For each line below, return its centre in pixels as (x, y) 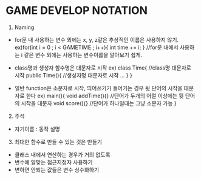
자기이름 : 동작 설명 (37, 129)
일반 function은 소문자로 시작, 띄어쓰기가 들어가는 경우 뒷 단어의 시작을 (98, 88)
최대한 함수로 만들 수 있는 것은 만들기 (58, 142)
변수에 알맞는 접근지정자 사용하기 (53, 162)
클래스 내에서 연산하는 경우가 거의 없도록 (62, 154)
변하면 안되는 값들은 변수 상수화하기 (57, 169)
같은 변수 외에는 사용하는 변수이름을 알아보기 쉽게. (83, 54)
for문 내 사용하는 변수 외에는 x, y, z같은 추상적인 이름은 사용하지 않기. (97, 39)
